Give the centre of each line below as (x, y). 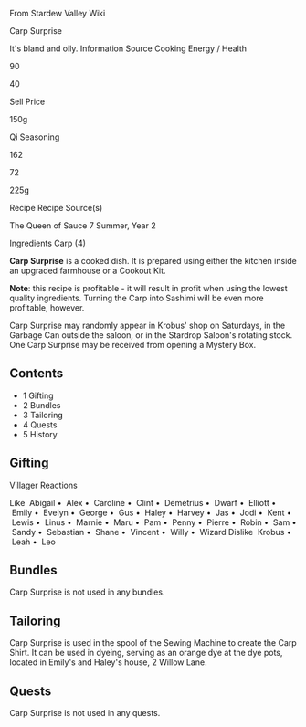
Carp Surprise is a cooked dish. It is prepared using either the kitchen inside (153, 261)
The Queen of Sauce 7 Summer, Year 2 (83, 226)
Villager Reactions (43, 485)
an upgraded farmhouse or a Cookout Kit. (88, 270)
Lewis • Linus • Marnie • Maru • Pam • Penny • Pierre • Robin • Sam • (154, 522)
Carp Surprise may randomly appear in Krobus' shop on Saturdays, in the (148, 325)
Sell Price (27, 101)
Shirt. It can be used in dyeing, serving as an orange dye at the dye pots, (146, 653)
